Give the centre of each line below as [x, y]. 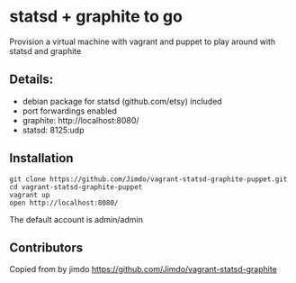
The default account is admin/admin [76, 219]
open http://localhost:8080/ [64, 203]
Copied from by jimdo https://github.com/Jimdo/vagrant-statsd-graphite [143, 269]
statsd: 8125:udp [53, 130]
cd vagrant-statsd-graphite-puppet [76, 187]
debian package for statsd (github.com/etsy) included [122, 101]
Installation [41, 158]
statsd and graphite [45, 50]
